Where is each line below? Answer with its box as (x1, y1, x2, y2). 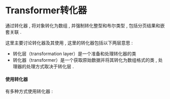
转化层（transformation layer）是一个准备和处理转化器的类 (12, 51, 137, 57)
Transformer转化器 (5, 5, 87, 16)
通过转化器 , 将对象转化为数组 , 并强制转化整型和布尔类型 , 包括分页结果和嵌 (5, 22, 165, 29)
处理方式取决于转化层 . (26, 63, 74, 69)
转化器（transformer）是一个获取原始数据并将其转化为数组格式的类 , (12, 57, 157, 63)
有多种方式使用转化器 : (5, 88, 53, 94)
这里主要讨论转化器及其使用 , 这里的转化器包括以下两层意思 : (5, 39, 133, 46)
